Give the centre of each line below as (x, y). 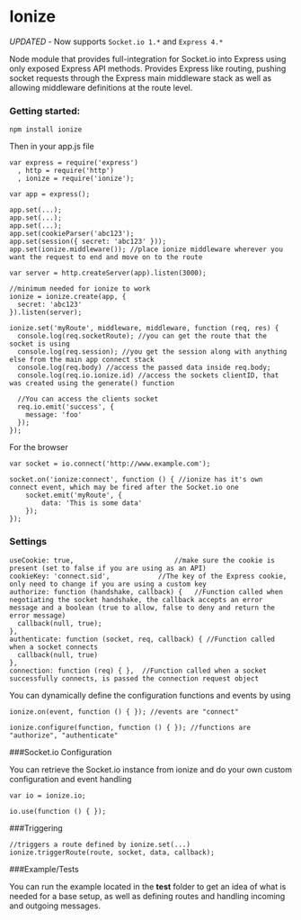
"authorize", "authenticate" (64, 735)
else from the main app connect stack (82, 360)
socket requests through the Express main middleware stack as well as (141, 77)
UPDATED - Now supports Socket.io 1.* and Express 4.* (116, 41)
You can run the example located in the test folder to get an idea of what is (148, 886)
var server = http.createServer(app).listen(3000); (108, 273)
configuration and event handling (71, 779)
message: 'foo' (54, 415)
